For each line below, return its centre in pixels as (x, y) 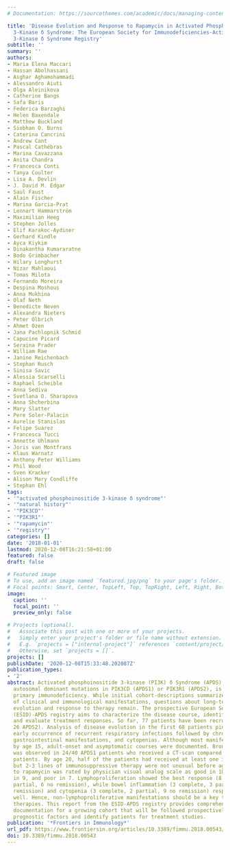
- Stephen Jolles (32, 224)
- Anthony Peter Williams (44, 460)
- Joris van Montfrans (39, 447)
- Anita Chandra (30, 160)
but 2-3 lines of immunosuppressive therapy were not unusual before (114, 766)
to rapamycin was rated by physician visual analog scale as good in (114, 772)
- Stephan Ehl (27, 485)
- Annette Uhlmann (33, 441)
